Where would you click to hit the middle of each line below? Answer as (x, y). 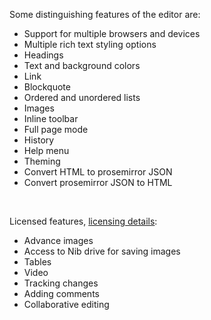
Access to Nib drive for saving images (102, 251)
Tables (37, 262)
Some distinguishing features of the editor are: (105, 14)
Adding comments (61, 293)
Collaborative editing (66, 304)
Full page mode (56, 129)
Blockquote (47, 87)
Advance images (58, 240)
